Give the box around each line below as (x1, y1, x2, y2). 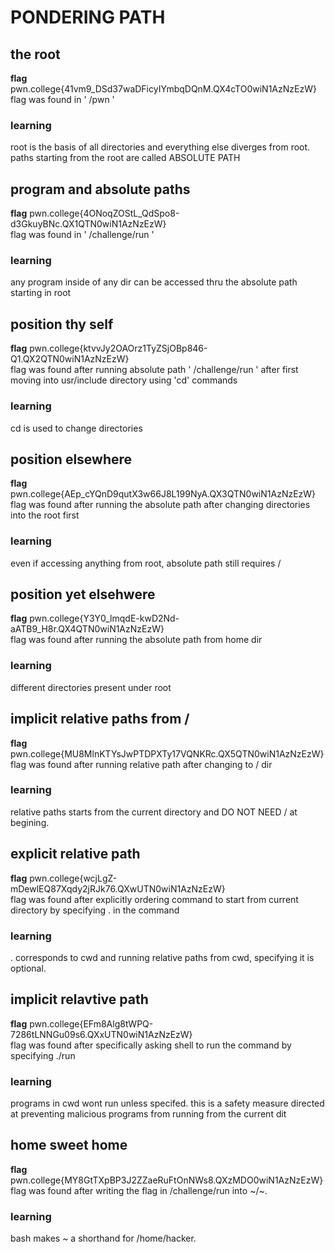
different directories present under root (10, 681, 172, 693)
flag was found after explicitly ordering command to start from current (10, 893, 299, 905)
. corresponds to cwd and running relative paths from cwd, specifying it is (10, 951, 315, 963)
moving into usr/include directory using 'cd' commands (10, 374, 238, 386)
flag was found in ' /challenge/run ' (10, 229, 155, 241)
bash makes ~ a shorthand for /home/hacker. (10, 1232, 197, 1245)
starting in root (10, 287, 72, 299)
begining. (10, 816, 50, 828)
